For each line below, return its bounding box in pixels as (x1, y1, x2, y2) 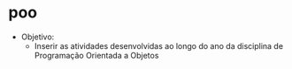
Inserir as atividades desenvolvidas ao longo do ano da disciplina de (34, 40, 284, 51)
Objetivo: (20, 31, 55, 42)
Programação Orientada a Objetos (34, 50, 159, 60)
